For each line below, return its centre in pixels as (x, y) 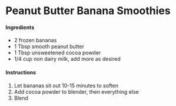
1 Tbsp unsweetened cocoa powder (57, 53)
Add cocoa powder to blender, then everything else (76, 91)
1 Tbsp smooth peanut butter (49, 47)
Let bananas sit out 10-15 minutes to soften (66, 86)
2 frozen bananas (35, 40)
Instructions (21, 72)
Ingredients (20, 27)
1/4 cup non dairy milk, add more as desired (67, 59)
